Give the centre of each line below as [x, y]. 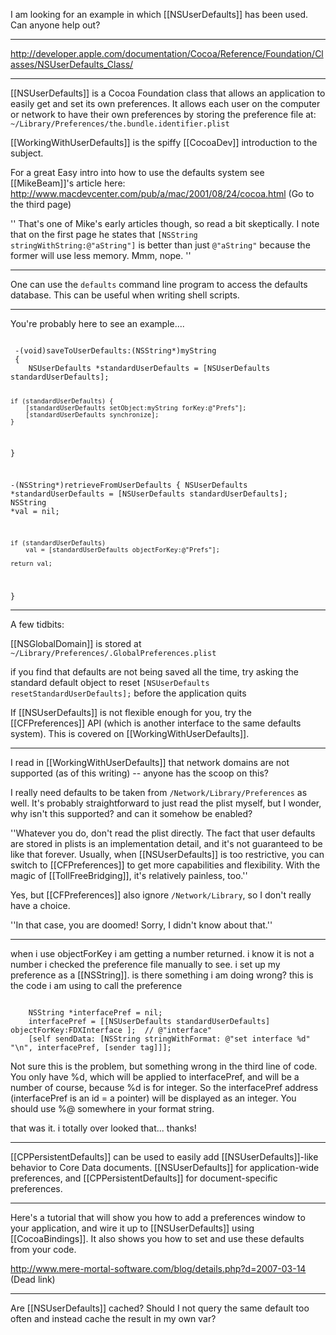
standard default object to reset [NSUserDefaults [110, 683]
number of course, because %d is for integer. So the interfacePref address [164, 1088]
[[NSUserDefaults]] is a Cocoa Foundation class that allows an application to [168, 93]
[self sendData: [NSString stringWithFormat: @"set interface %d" [169, 1039]
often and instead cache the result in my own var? [113, 1319]
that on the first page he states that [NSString [104, 234]
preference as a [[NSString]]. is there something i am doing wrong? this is [162, 975]
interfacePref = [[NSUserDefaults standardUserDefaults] [149, 1022]
